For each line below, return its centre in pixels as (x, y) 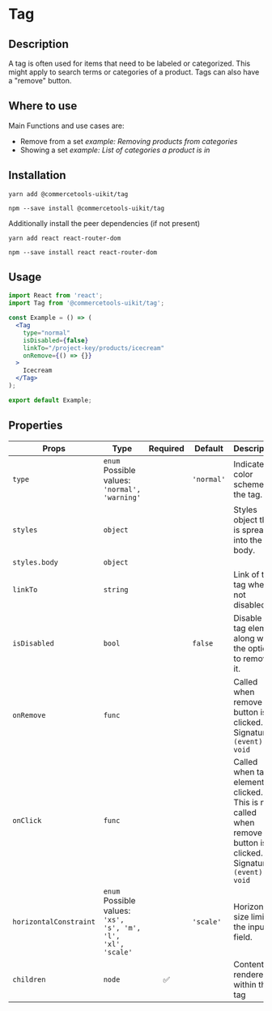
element (249, 782)
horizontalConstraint (54, 921)
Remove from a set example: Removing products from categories (129, 141)
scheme (249, 484)
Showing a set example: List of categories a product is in (115, 150)
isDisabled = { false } (56, 340)
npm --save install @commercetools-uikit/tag (86, 208)
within (245, 984)
